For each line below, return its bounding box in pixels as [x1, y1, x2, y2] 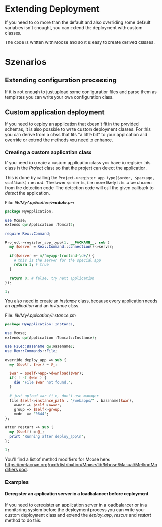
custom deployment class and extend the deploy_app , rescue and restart [5, 512, 152, 518]
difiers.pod [5, 466, 27, 472]
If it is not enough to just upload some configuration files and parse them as [5, 89, 157, 95]
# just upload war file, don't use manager [9, 393, 99, 398]
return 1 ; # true [14, 263, 49, 267]
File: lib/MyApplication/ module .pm [5, 200, 74, 205]
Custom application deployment [5, 108, 105, 117]
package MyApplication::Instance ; [5, 322, 75, 327]
